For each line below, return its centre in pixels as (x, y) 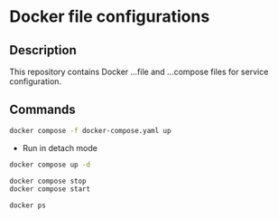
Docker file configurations (110, 17)
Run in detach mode (60, 148)
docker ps (28, 205)
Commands (43, 110)
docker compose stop (48, 181)
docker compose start (50, 189)
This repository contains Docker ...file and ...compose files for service (139, 71)
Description (43, 50)
